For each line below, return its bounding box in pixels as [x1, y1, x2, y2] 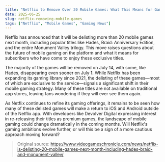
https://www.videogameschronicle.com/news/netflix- [50, 141, 159, 147]
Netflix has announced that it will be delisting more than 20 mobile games [5, 34, 154, 40]
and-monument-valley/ [17, 152, 64, 158]
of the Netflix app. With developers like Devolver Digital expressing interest [5, 111, 157, 117]
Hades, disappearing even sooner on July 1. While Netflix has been [5, 70, 141, 76]
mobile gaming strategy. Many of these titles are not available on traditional [5, 85, 157, 91]
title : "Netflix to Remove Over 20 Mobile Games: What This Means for [5, 7, 153, 12]
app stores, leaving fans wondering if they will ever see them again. [5, 91, 142, 97]
